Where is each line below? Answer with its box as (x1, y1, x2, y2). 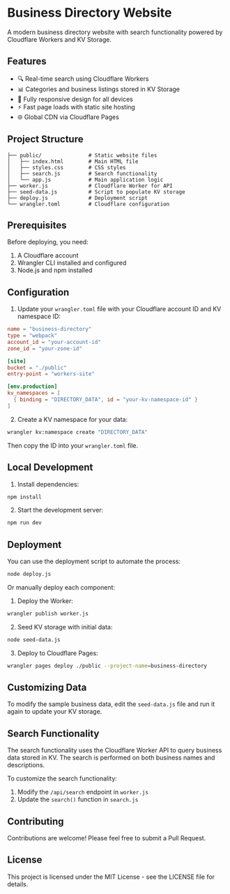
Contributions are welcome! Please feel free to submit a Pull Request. (7, 834, 206, 842)
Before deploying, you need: (7, 238, 89, 246)
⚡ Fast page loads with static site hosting (17, 102, 136, 111)
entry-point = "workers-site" (7, 370, 95, 377)
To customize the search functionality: (7, 774, 117, 783)
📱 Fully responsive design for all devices (17, 95, 134, 103)
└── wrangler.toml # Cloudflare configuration (7, 201, 170, 207)
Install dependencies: (17, 480, 79, 488)
